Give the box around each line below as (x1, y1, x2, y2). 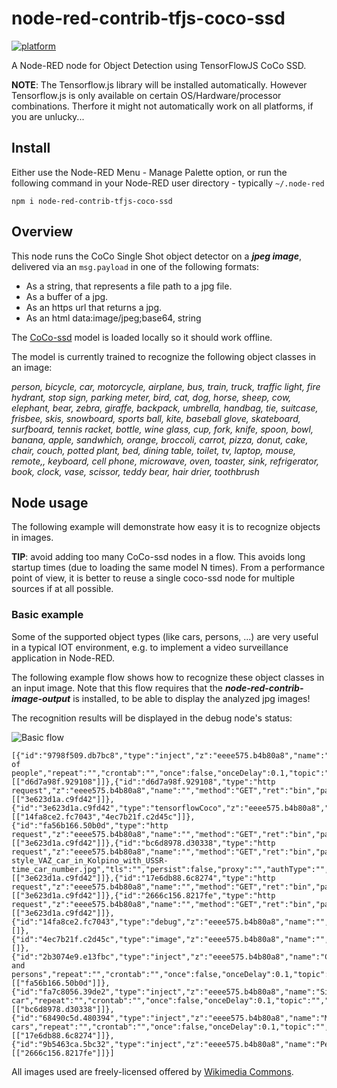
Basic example (11, 608, 84, 622)
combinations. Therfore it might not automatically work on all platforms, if (11, 100, 314, 112)
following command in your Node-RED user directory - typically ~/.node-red (11, 177, 325, 189)
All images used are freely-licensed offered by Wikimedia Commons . (11, 1065, 294, 1077)
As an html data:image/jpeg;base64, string (25, 312, 202, 324)
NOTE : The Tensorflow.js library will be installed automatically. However (11, 78, 308, 91)
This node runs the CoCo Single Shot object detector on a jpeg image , (11, 250, 302, 262)
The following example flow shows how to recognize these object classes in (11, 671, 325, 683)
